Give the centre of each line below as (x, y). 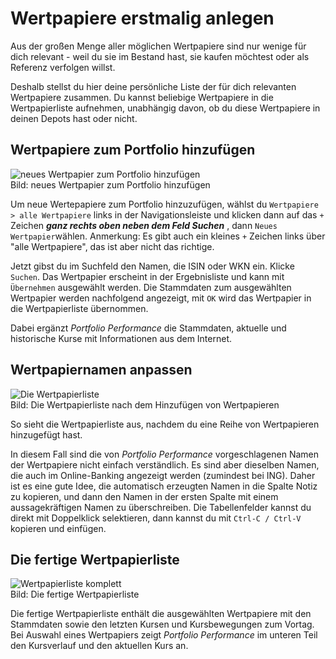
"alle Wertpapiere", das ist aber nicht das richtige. (112, 246)
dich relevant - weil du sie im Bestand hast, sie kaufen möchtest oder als (160, 56)
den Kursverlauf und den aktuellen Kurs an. (99, 646)
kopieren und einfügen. (58, 528)
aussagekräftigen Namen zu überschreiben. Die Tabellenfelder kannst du (161, 507)
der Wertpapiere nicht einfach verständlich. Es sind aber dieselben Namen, (165, 464)
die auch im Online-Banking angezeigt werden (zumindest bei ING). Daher (163, 475)
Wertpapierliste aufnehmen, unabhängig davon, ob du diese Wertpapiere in (165, 108)
